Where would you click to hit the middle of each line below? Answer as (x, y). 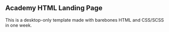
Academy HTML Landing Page (54, 8)
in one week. (18, 25)
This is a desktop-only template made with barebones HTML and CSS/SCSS (85, 20)
